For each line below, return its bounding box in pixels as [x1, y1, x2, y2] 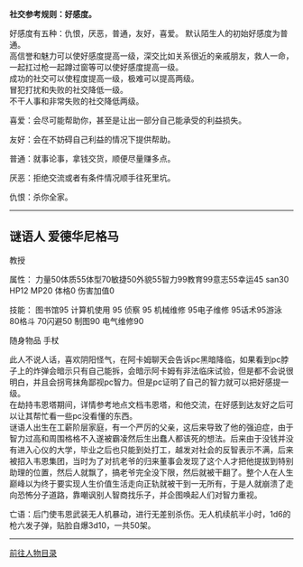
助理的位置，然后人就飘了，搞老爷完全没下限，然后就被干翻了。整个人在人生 [9, 467, 294, 478]
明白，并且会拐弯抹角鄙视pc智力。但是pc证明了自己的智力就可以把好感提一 [9, 376, 289, 387]
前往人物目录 [9, 547, 57, 558]
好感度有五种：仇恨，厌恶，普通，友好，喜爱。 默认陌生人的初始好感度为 [9, 28, 280, 39]
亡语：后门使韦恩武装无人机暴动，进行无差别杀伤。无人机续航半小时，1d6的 [9, 508, 291, 519]
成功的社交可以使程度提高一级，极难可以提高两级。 [9, 73, 199, 84]
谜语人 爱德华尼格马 [9, 229, 119, 245]
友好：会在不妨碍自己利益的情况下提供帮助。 [9, 135, 176, 144]
